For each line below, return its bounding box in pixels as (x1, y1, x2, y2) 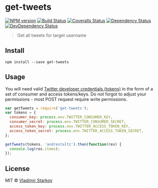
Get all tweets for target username (17, 32, 87, 38)
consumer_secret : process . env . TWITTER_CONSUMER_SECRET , (9, 119, 126, 124)
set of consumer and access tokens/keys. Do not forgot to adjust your (5, 91, 147, 97)
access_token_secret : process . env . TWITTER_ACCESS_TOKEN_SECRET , (9, 128, 144, 133)
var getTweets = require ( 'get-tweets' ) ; (5, 106, 89, 111)
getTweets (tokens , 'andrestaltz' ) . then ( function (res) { (5, 141, 122, 147)
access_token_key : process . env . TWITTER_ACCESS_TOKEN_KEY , (9, 124, 131, 129)
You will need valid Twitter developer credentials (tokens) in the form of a (5, 86, 153, 92)
